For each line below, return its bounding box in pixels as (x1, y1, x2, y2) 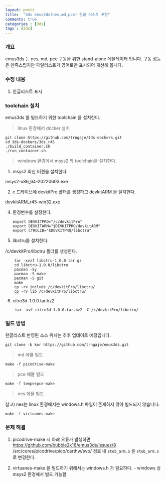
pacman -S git (14, 276, 44, 281)
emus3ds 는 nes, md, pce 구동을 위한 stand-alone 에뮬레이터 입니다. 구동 (5, 56, 152, 62)
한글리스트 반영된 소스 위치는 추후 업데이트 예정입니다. (5, 332, 111, 338)
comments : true (5, 17, 37, 22)
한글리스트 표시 (12, 88, 43, 94)
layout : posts (5, 7, 35, 13)
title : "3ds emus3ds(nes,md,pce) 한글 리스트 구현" (5, 12, 110, 17)
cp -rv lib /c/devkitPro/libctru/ (14, 289, 86, 294)
